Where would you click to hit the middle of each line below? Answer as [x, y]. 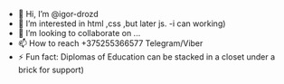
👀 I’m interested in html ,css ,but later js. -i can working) [122, 23]
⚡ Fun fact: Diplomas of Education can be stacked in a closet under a [147, 57]
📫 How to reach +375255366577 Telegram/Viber [110, 43]
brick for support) [51, 70]
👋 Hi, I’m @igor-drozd [58, 14]
